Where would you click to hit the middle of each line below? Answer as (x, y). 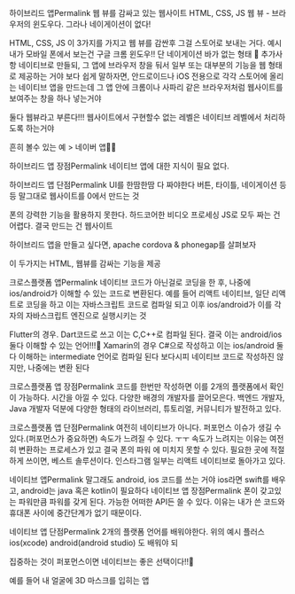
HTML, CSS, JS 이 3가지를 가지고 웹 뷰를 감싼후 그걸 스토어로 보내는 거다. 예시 (145, 43)
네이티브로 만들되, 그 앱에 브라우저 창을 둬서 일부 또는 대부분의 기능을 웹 (142, 65)
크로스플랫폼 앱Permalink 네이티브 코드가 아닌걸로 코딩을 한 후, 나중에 (130, 282)
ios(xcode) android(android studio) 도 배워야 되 (94, 543)
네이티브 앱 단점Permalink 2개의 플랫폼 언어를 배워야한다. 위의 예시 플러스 (137, 531)
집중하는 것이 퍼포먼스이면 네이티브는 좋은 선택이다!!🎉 (102, 562)
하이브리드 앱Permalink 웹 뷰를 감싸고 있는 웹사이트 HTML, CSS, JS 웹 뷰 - (140, 13)
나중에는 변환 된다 (59, 367)
